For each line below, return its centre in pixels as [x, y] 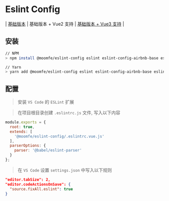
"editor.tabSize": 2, [28, 180]
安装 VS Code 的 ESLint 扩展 [46, 102]
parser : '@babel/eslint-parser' [48, 150]
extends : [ [21, 132]
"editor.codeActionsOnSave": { [38, 184]
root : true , [22, 127]
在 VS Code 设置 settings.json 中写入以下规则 [65, 170]
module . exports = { [26, 122]
